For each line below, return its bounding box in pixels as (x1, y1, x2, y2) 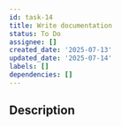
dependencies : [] (9, 70, 73, 79)
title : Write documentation (9, 21, 113, 30)
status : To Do (9, 29, 62, 38)
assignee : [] (9, 37, 57, 47)
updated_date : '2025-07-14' (9, 54, 113, 63)
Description (9, 103, 75, 118)
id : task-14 (9, 12, 53, 22)
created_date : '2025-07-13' (9, 46, 113, 55)
